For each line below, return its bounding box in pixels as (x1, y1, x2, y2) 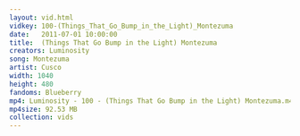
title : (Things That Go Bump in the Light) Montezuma (9, 38, 218, 47)
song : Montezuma (9, 55, 70, 64)
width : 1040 (9, 72, 54, 81)
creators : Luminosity (9, 47, 90, 55)
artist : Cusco (9, 64, 62, 72)
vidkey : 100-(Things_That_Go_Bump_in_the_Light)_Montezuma (9, 21, 234, 30)
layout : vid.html (9, 13, 74, 22)
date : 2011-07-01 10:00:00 (9, 30, 118, 38)
